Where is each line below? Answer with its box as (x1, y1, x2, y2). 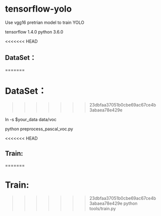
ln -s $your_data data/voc (5, 116, 57, 122)
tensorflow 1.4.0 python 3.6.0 (5, 29, 64, 35)
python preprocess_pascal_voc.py (5, 126, 74, 132)
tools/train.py (89, 206, 116, 212)
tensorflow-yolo (5, 3, 72, 15)
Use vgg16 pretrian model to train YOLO (5, 19, 84, 25)
